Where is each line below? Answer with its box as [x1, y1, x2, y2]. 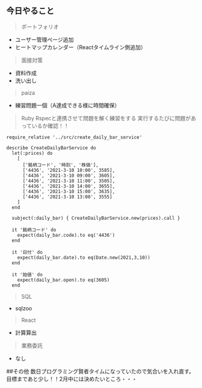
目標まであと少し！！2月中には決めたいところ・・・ [6, 375, 138, 383]
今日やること [6, 5, 55, 16]
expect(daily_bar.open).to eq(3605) [17, 277, 110, 283]
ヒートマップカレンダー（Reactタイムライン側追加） [15, 43, 147, 50]
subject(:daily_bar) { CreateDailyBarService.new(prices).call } [12, 215, 181, 221]
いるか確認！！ [32, 122, 70, 129]
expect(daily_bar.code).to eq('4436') [17, 232, 115, 238]
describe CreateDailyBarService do [6, 145, 96, 151]
